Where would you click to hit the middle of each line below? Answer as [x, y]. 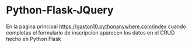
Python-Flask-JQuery [60, 10]
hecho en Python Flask [34, 39]
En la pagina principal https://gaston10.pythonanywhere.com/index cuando [96, 26]
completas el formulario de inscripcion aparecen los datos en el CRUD [90, 32]
